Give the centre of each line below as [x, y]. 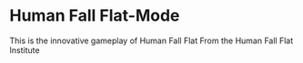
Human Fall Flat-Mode [95, 16]
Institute [25, 49]
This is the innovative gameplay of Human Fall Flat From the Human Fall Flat [151, 40]
